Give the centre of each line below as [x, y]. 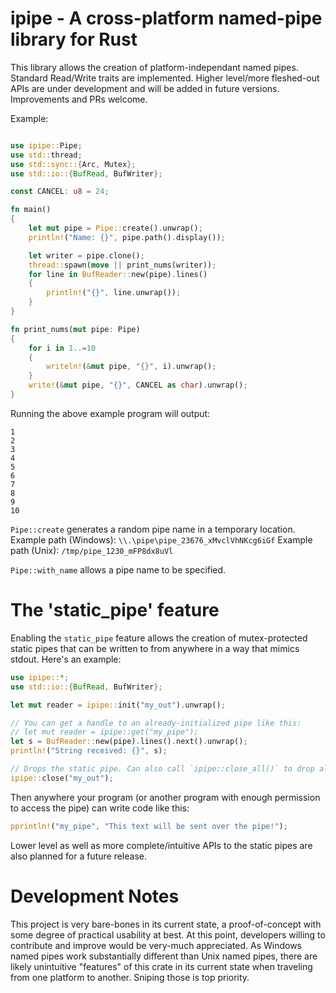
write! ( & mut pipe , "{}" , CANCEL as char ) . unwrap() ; [138, 385]
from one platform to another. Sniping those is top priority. [130, 977]
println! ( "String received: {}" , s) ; [89, 751]
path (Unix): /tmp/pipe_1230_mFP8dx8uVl [92, 550]
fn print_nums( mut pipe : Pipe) [75, 329]
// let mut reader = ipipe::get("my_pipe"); [104, 732]
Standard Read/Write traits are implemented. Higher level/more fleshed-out [165, 78]
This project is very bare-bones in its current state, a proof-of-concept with [166, 924]
